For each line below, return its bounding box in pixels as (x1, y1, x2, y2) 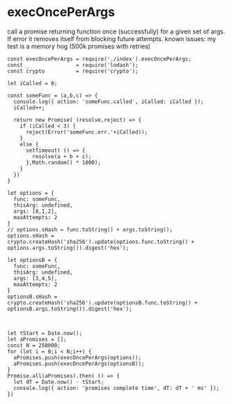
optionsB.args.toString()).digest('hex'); (7, 305, 132, 312)
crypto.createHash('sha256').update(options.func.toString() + (7, 238, 195, 245)
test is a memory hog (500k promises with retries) (7, 42, 151, 50)
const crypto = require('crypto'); (7, 68, 139, 75)
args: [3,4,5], (13, 274, 58, 282)
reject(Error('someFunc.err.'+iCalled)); (25, 128, 148, 136)
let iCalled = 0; (7, 79, 58, 87)
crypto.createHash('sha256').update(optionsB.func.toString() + (7, 299, 198, 306)
